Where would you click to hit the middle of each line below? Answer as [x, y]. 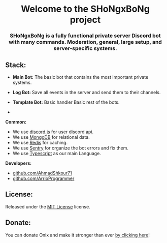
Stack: [16, 65]
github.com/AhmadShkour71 [42, 173]
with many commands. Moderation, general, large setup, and [85, 42]
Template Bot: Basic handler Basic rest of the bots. [66, 102]
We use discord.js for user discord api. [53, 132]
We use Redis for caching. [40, 142]
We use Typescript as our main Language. [57, 153]
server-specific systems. [85, 48]
